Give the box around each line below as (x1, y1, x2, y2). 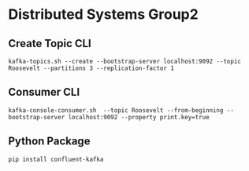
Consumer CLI (8, 85, 80, 99)
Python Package (8, 135, 91, 148)
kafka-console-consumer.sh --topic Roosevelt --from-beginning (8, 106, 224, 115)
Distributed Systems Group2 (8, 5, 199, 24)
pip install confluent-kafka (8, 155, 104, 163)
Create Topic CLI (8, 37, 92, 50)
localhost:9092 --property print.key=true (68, 113, 210, 121)
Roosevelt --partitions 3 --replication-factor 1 (8, 64, 175, 72)
